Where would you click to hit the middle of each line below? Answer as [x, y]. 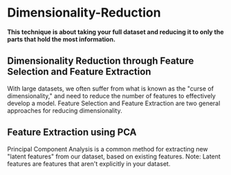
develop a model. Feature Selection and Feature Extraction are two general [114, 103]
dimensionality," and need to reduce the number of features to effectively [111, 95]
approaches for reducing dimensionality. [65, 110]
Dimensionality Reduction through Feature [101, 61]
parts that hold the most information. [62, 39]
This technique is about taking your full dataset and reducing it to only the [115, 32]
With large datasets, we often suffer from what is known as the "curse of [111, 89]
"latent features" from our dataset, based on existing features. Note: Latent [114, 156]
